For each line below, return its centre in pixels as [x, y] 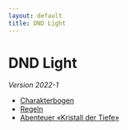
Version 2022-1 [34, 85]
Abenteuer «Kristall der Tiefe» [70, 118]
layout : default [35, 16]
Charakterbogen [47, 100]
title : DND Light [37, 23]
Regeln [32, 109]
